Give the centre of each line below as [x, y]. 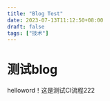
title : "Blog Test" [35, 14]
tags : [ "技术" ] [28, 33]
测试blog [33, 70]
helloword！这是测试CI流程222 [51, 91]
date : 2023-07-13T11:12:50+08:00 [55, 20]
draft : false [26, 26]
